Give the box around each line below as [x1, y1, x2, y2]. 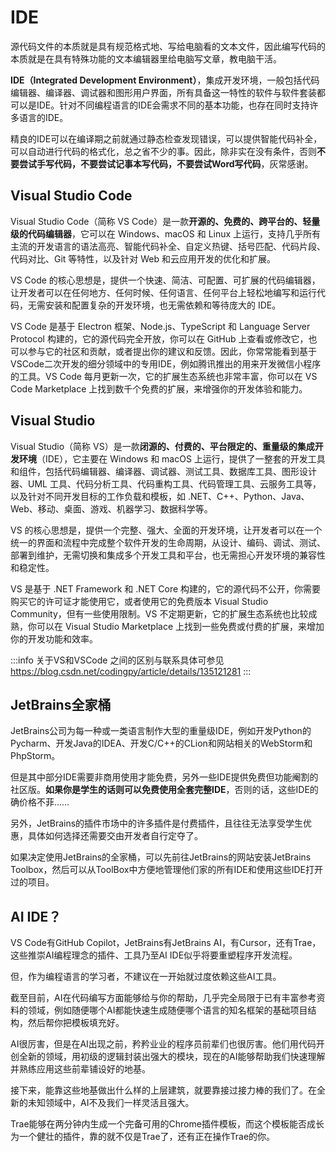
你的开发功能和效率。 [10, 632, 98, 645]
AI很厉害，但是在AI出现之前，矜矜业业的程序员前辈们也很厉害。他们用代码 [10, 1038, 317, 1050]
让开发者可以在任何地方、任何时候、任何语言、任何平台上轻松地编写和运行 [10, 286, 317, 298]
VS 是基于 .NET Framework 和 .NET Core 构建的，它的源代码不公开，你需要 [10, 582, 322, 595]
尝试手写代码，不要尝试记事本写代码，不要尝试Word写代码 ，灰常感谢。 [18, 157, 314, 170]
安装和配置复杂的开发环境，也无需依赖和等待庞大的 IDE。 [44, 299, 282, 311]
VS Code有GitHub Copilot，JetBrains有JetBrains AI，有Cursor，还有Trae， [10, 937, 322, 949]
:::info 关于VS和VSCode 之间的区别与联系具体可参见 [10, 654, 225, 666]
